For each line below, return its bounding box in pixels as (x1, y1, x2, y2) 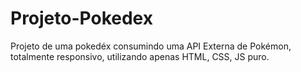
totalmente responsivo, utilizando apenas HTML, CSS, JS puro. (10, 50, 270, 62)
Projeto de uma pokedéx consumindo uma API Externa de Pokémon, (10, 40, 292, 52)
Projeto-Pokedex (10, 7, 153, 30)
